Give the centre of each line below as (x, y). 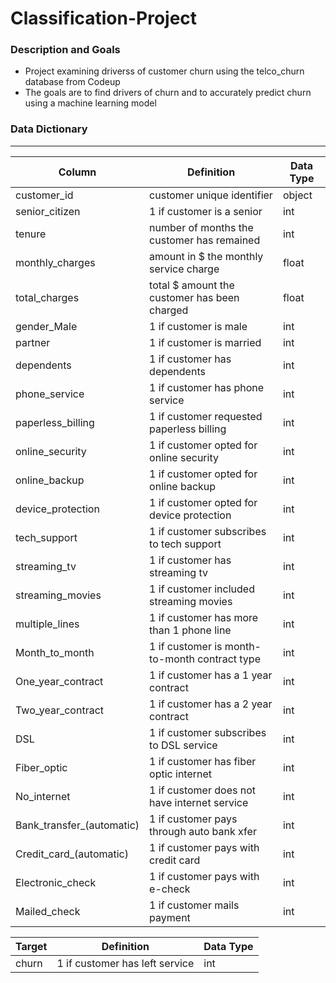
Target (31, 946)
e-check (170, 889)
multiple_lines (47, 624)
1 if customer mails (194, 905)
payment (170, 917)
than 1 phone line (190, 630)
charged (169, 310)
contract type (229, 659)
